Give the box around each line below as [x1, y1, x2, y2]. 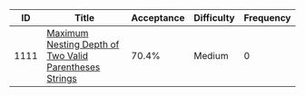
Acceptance [131, 12, 185, 24]
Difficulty [193, 12, 235, 24]
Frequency [243, 12, 291, 24]
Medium [193, 50, 229, 62]
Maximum [46, 27, 89, 39]
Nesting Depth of [46, 38, 120, 51]
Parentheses [46, 61, 101, 73]
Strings [46, 72, 77, 84]
